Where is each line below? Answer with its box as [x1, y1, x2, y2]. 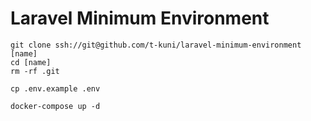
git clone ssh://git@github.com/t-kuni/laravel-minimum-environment [10, 40, 302, 50]
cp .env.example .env [10, 83, 101, 94]
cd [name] [10, 57, 52, 67]
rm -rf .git [10, 66, 60, 76]
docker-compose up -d [10, 101, 101, 111]
